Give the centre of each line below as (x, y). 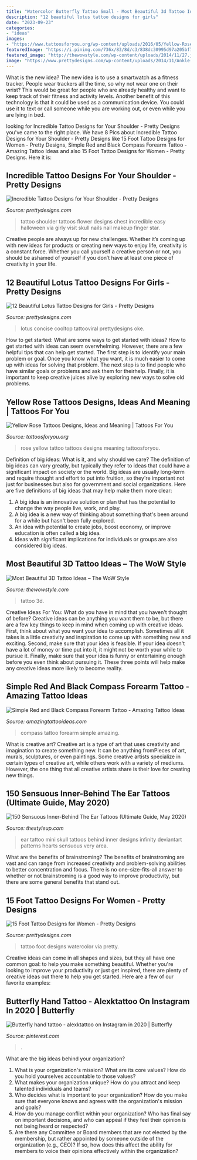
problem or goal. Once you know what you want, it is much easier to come (96, 359)
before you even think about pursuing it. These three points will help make (96, 662)
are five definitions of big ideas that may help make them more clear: (89, 490)
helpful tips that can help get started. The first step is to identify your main (96, 352)
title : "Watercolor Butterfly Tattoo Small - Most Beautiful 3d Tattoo (95, 11)
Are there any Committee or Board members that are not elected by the (101, 1132)
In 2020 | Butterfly (40, 1010)
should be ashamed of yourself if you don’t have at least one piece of (90, 258)
